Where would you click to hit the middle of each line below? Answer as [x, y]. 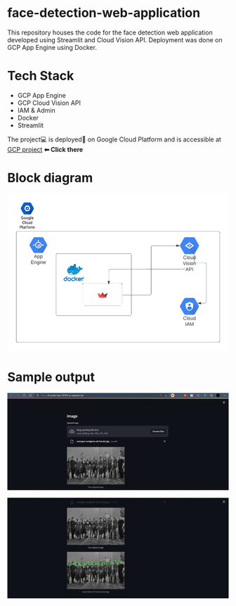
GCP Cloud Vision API [49, 103]
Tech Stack [41, 76]
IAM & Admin [36, 110]
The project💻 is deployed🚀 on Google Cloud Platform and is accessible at [114, 139]
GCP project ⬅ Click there [45, 149]
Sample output [51, 377]
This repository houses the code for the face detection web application [110, 32]
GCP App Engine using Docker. [52, 47]
